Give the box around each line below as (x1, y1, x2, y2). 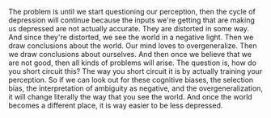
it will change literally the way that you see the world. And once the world (8, 92, 252, 101)
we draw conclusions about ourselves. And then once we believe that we (8, 50, 252, 59)
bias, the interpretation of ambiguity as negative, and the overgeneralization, (8, 83, 263, 93)
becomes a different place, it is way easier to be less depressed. (8, 100, 223, 110)
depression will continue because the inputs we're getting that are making (8, 15, 255, 25)
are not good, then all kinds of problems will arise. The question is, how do (8, 58, 257, 67)
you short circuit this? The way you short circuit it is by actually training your (8, 67, 263, 75)
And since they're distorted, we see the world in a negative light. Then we (8, 32, 254, 42)
